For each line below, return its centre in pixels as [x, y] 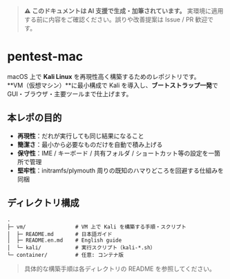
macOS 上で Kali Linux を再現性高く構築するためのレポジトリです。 [104, 76]
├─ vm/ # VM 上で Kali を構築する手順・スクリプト [97, 227]
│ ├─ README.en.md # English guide [65, 240]
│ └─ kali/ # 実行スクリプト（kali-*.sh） [82, 247]
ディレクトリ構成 [43, 203]
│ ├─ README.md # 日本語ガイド [60, 234]
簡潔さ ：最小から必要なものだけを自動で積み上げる [90, 144]
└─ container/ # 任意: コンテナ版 [66, 255]
